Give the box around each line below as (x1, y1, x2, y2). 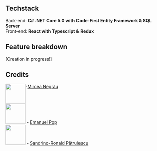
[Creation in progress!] (5, 56, 52, 62)
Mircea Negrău (27, 84, 59, 90)
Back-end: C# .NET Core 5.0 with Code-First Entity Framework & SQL (5, 17, 152, 23)
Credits (5, 70, 29, 79)
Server (5, 23, 20, 29)
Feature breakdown (5, 43, 68, 51)
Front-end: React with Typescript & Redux (5, 28, 94, 34)
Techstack (5, 4, 39, 13)
